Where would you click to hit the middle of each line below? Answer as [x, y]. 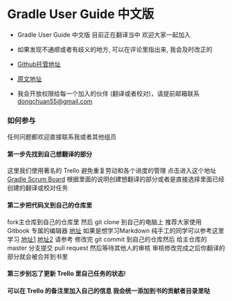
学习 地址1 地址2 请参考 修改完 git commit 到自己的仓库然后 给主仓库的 [107, 239]
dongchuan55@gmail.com [55, 101]
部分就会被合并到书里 [37, 256]
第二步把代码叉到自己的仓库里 [50, 206]
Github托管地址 [39, 64]
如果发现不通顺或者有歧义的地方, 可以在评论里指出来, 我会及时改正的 [115, 49]
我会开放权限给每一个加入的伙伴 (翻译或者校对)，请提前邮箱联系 [108, 93]
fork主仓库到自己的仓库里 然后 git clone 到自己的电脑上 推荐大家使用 [105, 221]
